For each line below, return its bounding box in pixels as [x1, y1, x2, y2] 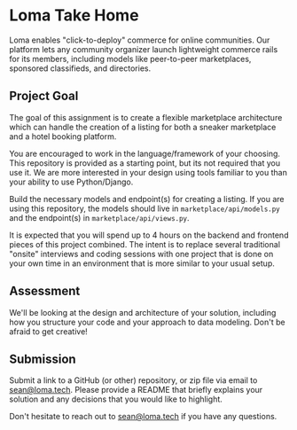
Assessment [9, 284, 81, 299]
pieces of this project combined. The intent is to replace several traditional [9, 238, 281, 249]
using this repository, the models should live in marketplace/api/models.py [9, 203, 281, 214]
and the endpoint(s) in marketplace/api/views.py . [9, 212, 190, 223]
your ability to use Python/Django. [9, 176, 134, 187]
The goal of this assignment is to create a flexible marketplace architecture [9, 112, 283, 122]
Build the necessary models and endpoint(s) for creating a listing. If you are [9, 193, 285, 204]
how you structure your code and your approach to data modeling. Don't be [9, 317, 285, 327]
